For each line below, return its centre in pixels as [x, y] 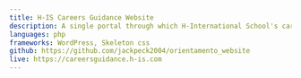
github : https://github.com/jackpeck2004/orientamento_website [130, 51]
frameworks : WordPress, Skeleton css [80, 43]
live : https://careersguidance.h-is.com [86, 59]
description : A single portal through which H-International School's [144, 26]
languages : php [38, 34]
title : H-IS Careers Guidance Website [82, 17]
